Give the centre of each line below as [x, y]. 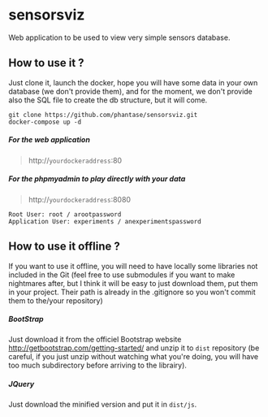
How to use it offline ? [64, 247]
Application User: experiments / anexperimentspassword [105, 221]
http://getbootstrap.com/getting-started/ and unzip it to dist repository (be [134, 348]
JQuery [22, 384]
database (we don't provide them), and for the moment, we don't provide [131, 91]
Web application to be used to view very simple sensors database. [119, 37]
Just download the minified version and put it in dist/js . [103, 405]
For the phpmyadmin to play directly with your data [97, 179]
